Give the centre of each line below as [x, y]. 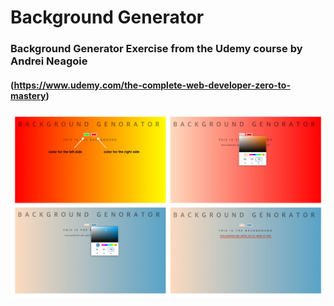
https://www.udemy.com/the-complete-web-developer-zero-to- [152, 85]
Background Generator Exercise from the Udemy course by [156, 49]
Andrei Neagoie [49, 61]
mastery [28, 95]
